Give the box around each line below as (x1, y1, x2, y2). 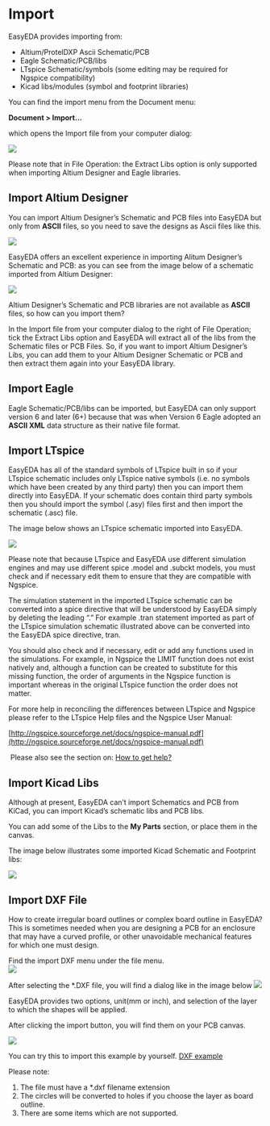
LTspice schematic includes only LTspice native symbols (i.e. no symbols (8, 474, 250, 483)
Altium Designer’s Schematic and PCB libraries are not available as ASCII (8, 299, 251, 309)
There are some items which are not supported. (19, 1108, 179, 1118)
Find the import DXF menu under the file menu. (8, 956, 164, 965)
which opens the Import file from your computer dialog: (8, 128, 192, 138)
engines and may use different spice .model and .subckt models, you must (8, 563, 256, 573)
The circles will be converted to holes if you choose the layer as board (19, 1091, 254, 1100)
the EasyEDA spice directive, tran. (8, 630, 121, 640)
